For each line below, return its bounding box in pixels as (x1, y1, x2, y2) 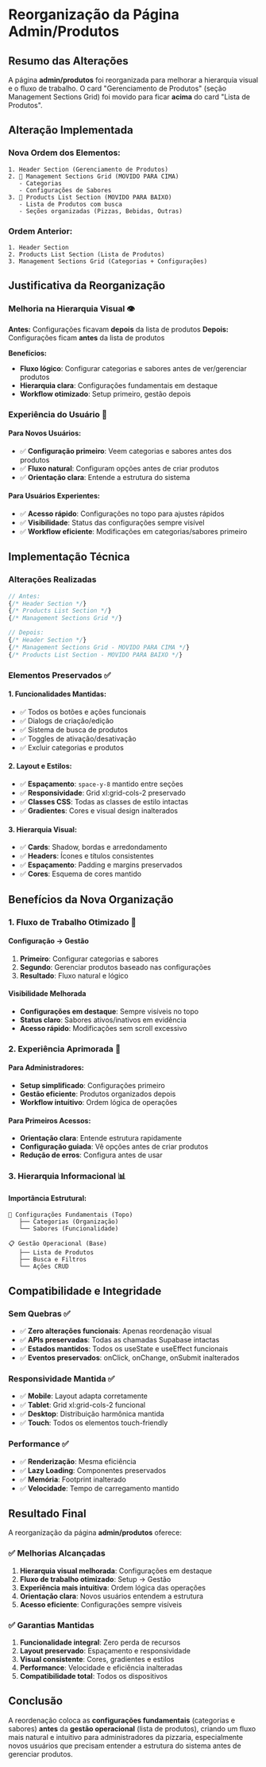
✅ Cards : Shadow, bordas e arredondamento (19, 843, 168, 852)
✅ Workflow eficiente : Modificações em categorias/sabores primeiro (19, 527, 248, 536)
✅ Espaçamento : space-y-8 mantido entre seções (19, 779, 184, 789)
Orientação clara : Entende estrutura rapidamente (19, 1133, 183, 1143)
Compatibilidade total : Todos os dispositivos (19, 1672, 168, 1681)
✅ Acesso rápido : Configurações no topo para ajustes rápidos (19, 509, 225, 518)
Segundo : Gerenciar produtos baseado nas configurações (19, 962, 212, 971)
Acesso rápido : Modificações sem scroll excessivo (19, 1023, 187, 1033)
